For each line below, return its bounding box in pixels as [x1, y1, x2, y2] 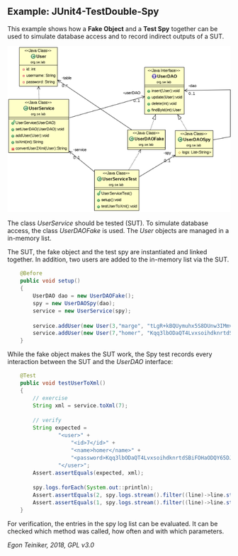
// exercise [33, 395, 69, 402]
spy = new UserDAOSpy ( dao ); [33, 300, 115, 307]
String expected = [33, 424, 87, 431]
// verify [33, 417, 62, 424]
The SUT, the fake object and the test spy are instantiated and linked [7, 248, 208, 256]
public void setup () [20, 278, 81, 285]
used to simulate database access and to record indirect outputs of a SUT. [7, 32, 225, 40]
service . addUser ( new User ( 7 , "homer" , [33, 329, 144, 337]
